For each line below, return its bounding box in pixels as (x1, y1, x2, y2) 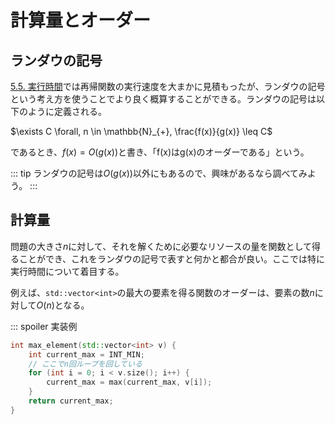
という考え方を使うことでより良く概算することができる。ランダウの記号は (10, 93, 317, 105)
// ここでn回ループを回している (28, 359, 143, 369)
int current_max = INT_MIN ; (28, 349, 145, 360)
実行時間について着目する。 (10, 265, 125, 277)
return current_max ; (28, 396, 114, 406)
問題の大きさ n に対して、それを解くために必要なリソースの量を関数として (10, 240, 313, 252)
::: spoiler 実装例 (10, 320, 78, 332)
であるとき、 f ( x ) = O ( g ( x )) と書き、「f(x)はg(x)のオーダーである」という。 (10, 146, 310, 158)
